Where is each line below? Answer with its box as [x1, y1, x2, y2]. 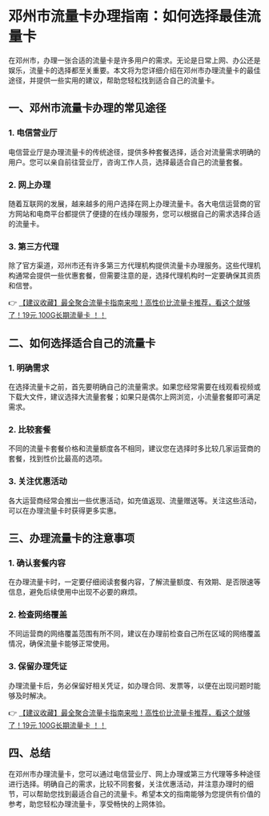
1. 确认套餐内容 [8, 557, 66, 568]
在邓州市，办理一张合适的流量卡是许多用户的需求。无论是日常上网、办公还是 [8, 55, 261, 65]
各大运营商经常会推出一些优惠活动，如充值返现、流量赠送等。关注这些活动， [8, 495, 261, 505]
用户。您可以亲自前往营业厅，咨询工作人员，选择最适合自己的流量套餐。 [8, 157, 247, 167]
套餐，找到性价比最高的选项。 [8, 454, 106, 464]
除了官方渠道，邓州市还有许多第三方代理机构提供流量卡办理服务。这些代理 [8, 261, 254, 270]
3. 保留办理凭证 [8, 661, 68, 672]
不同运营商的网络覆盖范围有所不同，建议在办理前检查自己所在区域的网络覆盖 [8, 629, 261, 639]
